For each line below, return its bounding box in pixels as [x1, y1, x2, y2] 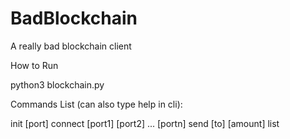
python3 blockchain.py [10, 78, 105, 91]
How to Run [10, 59, 59, 71]
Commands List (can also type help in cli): [10, 98, 183, 110]
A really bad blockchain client [10, 40, 132, 52]
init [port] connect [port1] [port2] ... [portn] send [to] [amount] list [10, 117, 280, 129]
